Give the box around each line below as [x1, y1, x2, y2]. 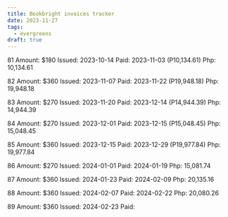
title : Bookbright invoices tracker [7, 10, 115, 18]
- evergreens [13, 30, 52, 37]
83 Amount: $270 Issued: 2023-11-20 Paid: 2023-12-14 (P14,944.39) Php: [7, 98, 222, 106]
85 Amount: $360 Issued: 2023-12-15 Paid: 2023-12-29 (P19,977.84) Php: [7, 140, 221, 149]
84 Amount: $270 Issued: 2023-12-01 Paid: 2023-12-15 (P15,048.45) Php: [7, 119, 221, 128]
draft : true [7, 37, 42, 44]
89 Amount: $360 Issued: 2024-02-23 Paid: [7, 202, 135, 211]
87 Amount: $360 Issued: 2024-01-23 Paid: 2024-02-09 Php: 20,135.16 [7, 175, 215, 184]
